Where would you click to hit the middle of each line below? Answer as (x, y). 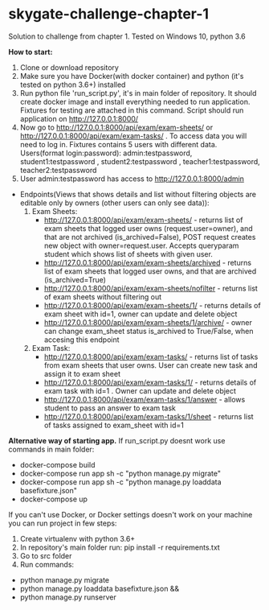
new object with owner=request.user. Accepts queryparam (141, 245)
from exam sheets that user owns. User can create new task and (151, 365)
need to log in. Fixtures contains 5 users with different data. (118, 144)
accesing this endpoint (82, 340)
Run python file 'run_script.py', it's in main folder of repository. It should (138, 93)
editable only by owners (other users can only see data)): (115, 203)
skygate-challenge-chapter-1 (109, 14)
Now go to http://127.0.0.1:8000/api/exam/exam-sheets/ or (116, 127)
